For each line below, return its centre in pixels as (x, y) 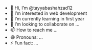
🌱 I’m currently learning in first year (47, 19)
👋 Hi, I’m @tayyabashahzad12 (41, 8)
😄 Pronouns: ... (27, 37)
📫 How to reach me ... (34, 30)
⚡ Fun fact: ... (24, 43)
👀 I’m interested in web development (49, 13)
